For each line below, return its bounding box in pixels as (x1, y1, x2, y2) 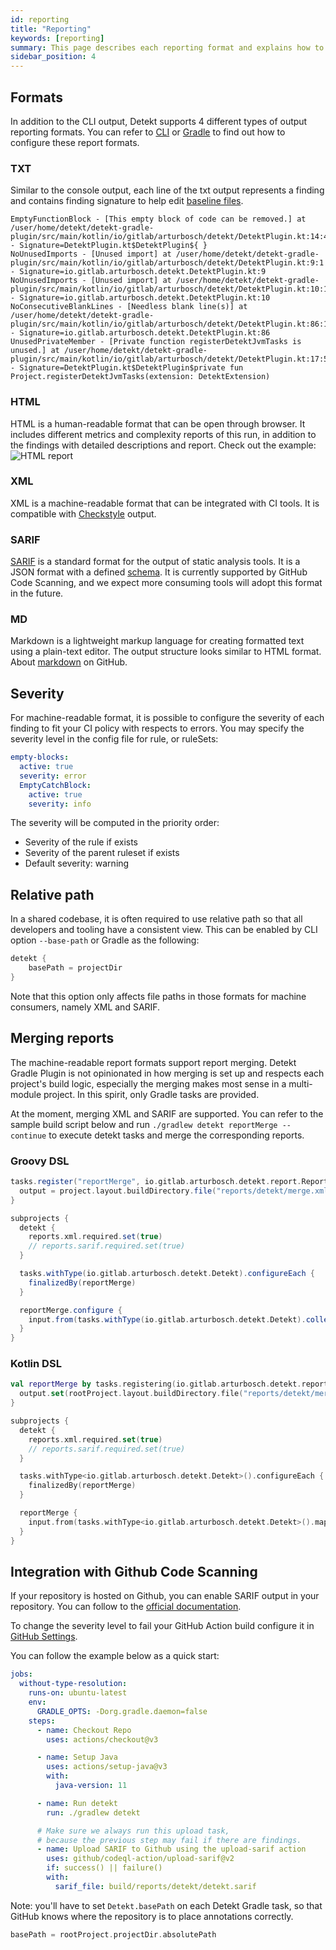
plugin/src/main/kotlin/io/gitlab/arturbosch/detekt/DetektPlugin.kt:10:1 (10, 284, 329, 295)
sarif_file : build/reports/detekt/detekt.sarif (54, 1881, 257, 1891)
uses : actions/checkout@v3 (46, 1734, 159, 1745)
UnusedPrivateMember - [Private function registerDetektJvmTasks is (10, 337, 302, 347)
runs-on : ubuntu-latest (28, 1688, 128, 1698)
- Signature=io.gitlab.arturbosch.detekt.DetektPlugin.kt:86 (10, 328, 271, 338)
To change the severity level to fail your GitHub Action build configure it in (10, 1620, 315, 1632)
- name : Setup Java (36, 1752, 118, 1763)
